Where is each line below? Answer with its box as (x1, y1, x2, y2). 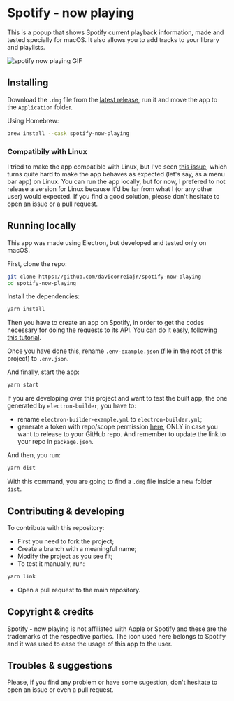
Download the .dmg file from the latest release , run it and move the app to (7, 95, 218, 104)
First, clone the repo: (7, 259, 68, 268)
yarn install (7, 306, 45, 313)
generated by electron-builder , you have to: (7, 401, 136, 410)
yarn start (7, 382, 39, 389)
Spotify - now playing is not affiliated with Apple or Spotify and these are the (7, 625, 228, 633)
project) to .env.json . (7, 354, 69, 363)
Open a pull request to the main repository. (17, 585, 141, 594)
